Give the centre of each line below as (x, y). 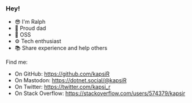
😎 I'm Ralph (30, 22)
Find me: (17, 62)
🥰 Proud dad (30, 28)
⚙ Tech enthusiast (38, 41)
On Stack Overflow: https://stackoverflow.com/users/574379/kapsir (100, 93)
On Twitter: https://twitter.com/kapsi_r (62, 87)
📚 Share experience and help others (61, 48)
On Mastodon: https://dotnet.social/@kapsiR (70, 80)
